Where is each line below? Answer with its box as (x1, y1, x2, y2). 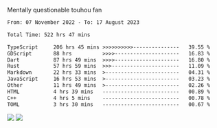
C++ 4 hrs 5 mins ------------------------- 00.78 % (7, 94, 211, 101)
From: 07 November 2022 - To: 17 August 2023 (7, 19, 139, 26)
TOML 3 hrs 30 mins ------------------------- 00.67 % (7, 101, 211, 108)
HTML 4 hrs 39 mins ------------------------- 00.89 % (7, 88, 211, 95)
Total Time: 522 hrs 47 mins (7, 31, 91, 38)
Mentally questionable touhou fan (7, 6, 102, 14)
